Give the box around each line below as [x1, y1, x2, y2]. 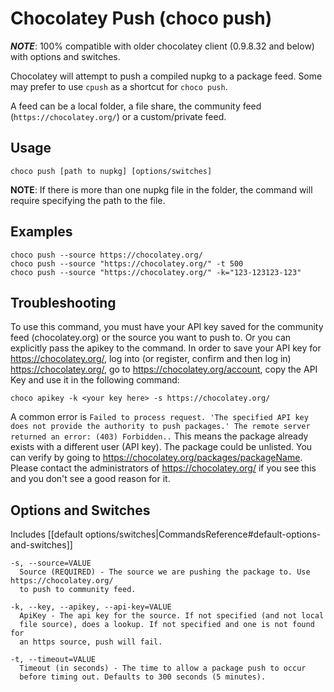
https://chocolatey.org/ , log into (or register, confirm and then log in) [10, 353, 292, 365]
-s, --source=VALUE [10, 558, 92, 569]
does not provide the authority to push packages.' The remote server [10, 422, 311, 432]
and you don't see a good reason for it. [10, 473, 171, 485]
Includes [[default [10, 528, 83, 541]
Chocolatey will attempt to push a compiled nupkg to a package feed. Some [10, 70, 323, 82]
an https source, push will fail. [19, 637, 163, 647]
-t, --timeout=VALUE [10, 655, 97, 665]
